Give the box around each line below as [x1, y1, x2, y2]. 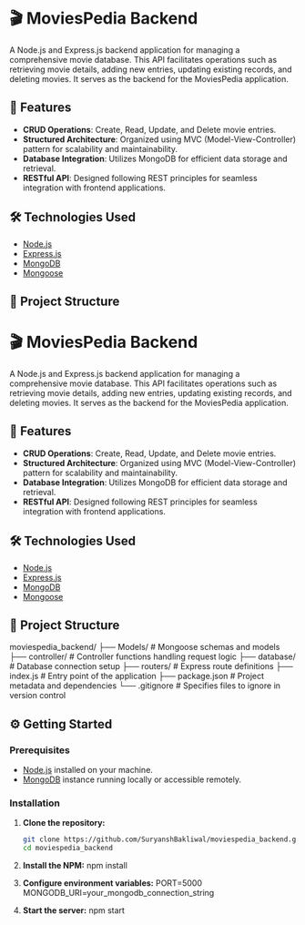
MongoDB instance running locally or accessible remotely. [22, 774, 242, 785]
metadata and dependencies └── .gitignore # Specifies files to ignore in [9, 680, 280, 691]
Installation [9, 797, 61, 809]
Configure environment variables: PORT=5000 [22, 878, 203, 889]
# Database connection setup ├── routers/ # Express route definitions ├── [9, 661, 293, 672]
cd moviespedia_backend [22, 844, 114, 853]
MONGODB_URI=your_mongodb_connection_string [22, 888, 215, 899]
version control [9, 690, 66, 701]
